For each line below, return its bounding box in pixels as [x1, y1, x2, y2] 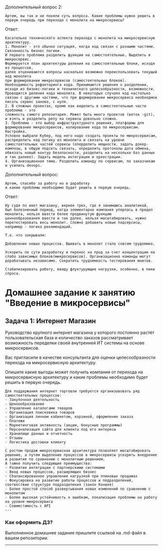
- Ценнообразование [5, 401, 45, 406]
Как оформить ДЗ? [5, 519, 53, 526]
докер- [135, 142, 149, 147]
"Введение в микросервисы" [5, 298, 130, 309]
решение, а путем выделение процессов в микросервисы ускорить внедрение [5, 452, 158, 457]
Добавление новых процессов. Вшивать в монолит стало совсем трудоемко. [5, 241, 155, 246]
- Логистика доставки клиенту [5, 440, 66, 445]
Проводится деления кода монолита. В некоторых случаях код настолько [5, 91, 151, 96]
